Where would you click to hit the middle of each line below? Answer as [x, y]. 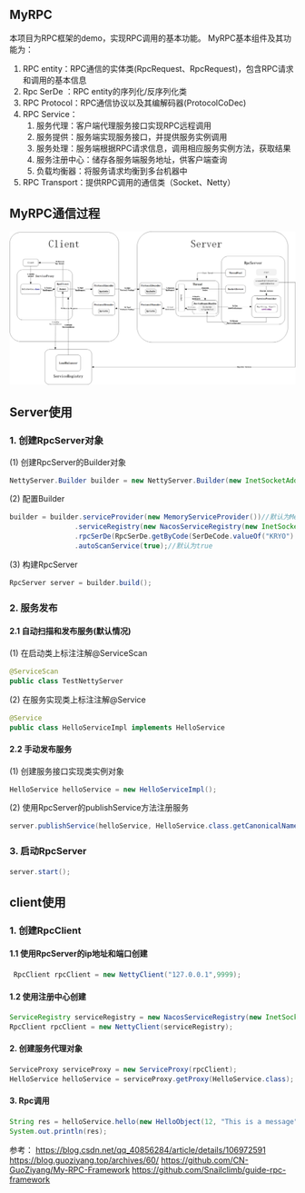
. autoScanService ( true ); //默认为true [143, 546]
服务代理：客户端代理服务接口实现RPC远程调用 [123, 125]
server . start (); [40, 871]
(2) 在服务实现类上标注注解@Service [78, 700]
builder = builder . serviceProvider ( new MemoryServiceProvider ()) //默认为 [150, 517]
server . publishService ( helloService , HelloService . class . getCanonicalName [154, 826]
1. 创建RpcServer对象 [57, 441]
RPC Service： [50, 114]
